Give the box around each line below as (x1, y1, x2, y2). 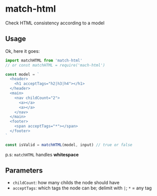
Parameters (5, 166, 43, 175)
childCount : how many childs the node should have (12, 180, 120, 186)
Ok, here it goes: (5, 48, 40, 54)
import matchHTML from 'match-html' (5, 58, 83, 63)
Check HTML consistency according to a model (5, 20, 105, 26)
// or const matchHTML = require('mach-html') (5, 62, 105, 68)
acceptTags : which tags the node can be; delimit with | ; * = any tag (12, 185, 152, 191)
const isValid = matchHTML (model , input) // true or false (5, 142, 133, 147)
